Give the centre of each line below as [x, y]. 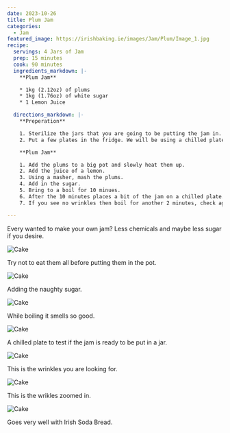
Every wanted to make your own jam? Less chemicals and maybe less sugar [114, 229]
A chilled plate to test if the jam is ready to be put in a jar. [87, 342]
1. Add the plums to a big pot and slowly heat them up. [102, 165]
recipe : [18, 45]
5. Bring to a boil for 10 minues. [70, 190]
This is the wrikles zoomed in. [49, 395]
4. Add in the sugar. [50, 184]
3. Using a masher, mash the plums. [72, 178]
